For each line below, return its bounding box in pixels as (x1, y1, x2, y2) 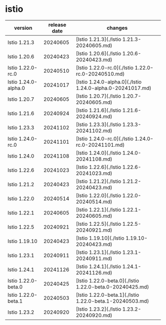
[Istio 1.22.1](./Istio (76, 206, 122, 213)
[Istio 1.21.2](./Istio (76, 178, 122, 185)
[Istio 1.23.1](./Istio (76, 248, 122, 255)
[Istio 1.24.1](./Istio (76, 263, 122, 270)
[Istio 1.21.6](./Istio (76, 107, 122, 114)
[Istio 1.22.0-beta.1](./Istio (76, 291, 139, 298)
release (48, 21, 67, 28)
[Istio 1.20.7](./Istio (76, 92, 122, 99)
